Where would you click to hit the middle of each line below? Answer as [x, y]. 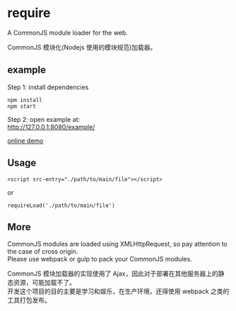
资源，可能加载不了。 [44, 283]
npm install [25, 100]
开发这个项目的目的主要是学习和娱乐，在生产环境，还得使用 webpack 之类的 [118, 291]
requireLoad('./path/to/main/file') [61, 205]
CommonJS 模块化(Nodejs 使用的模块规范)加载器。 [82, 47]
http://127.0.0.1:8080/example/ [51, 127]
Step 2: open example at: [44, 119]
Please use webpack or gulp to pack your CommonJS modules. [100, 259]
